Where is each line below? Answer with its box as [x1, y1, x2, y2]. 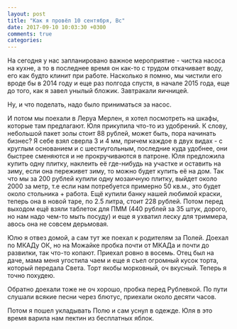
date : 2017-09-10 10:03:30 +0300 [7, 23, 106, 31]
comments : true [7, 30, 53, 38]
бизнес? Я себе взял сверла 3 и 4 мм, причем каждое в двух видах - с [7, 136, 223, 146]
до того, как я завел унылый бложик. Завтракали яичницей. [7, 87, 189, 95]
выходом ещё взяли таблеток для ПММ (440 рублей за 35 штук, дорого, [7, 205, 228, 213]
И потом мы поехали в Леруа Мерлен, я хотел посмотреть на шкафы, [7, 114, 219, 123]
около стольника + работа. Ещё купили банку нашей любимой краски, [7, 190, 222, 198]
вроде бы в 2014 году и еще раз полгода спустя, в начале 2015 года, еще [7, 79, 230, 87]
